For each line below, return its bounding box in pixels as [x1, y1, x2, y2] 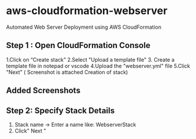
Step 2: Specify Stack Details [6, 106, 115, 116]
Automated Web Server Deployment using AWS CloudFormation [6, 23, 162, 30]
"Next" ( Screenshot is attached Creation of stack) [6, 69, 128, 76]
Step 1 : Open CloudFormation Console [6, 40, 151, 50]
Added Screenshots [6, 86, 81, 96]
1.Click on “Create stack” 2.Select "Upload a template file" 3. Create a [6, 56, 175, 63]
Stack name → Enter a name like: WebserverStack [14, 121, 137, 128]
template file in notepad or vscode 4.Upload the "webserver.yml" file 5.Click [6, 62, 190, 69]
